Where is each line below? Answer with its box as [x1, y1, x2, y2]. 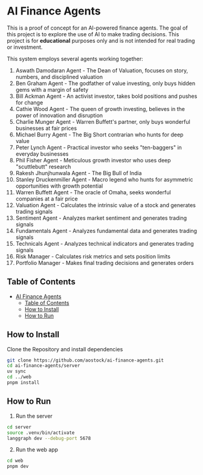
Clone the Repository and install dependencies [7, 345, 123, 352]
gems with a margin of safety [15, 86, 89, 93]
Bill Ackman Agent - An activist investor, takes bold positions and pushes [15, 92, 198, 100]
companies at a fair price [15, 195, 78, 202]
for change [15, 98, 43, 106]
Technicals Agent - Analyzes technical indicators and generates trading [15, 240, 194, 247]
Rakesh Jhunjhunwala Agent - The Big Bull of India [15, 169, 142, 176]
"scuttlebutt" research [15, 163, 71, 170]
